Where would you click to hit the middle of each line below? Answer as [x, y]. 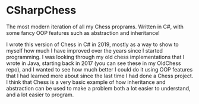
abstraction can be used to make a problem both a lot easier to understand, [99, 88]
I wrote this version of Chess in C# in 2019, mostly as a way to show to [93, 44]
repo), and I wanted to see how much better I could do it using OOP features [99, 69]
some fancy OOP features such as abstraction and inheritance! [83, 32]
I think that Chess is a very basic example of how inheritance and [86, 82]
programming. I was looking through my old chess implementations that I [95, 57]
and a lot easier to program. [40, 95]
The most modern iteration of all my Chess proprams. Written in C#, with [95, 27]
